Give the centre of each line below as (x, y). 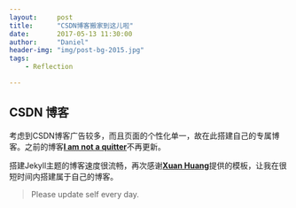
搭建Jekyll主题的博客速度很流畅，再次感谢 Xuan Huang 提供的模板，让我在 (144, 166)
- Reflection (49, 67)
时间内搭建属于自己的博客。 (67, 176)
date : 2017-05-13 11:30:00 (71, 34)
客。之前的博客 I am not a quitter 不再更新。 (87, 146)
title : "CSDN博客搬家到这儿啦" (71, 26)
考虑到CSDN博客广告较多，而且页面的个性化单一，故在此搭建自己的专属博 (144, 135)
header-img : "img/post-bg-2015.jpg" (77, 50)
